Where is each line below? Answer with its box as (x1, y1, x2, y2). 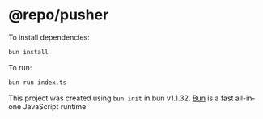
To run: (8, 62, 32, 72)
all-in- (235, 93, 256, 103)
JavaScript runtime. (23, 101, 89, 111)
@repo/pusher (8, 6, 109, 24)
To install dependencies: (8, 32, 91, 42)
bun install (8, 48, 49, 56)
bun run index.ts (8, 79, 67, 87)
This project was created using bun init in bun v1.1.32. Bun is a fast (8, 93, 234, 103)
